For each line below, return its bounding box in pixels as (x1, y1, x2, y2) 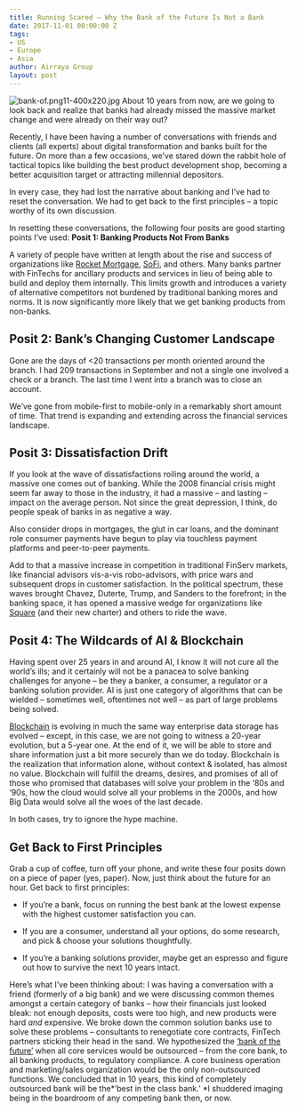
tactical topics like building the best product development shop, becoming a (9, 159, 287, 170)
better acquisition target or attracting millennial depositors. (9, 169, 224, 180)
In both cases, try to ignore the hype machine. (9, 814, 178, 825)
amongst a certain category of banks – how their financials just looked (9, 998, 267, 1009)
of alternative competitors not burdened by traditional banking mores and (9, 286, 278, 298)
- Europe (9, 46, 42, 55)
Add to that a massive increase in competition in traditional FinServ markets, (9, 560, 288, 571)
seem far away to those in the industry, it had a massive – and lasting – (9, 488, 269, 499)
